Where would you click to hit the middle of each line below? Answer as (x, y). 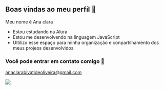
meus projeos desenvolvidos (43, 48)
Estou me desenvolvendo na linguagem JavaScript (66, 37)
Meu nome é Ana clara (29, 21)
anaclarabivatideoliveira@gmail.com (44, 73)
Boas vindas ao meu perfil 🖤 (51, 9)
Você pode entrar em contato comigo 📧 (55, 61)
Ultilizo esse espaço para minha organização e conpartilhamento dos (86, 42)
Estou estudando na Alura (40, 32)
